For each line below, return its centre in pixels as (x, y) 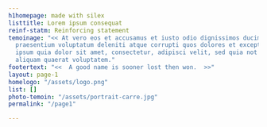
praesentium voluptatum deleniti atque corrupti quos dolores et (126, 45)
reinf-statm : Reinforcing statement (69, 30)
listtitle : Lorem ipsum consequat (66, 23)
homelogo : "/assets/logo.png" (58, 82)
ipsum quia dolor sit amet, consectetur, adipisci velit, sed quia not (137, 52)
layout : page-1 (33, 75)
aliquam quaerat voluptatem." (65, 60)
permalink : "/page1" (43, 104)
